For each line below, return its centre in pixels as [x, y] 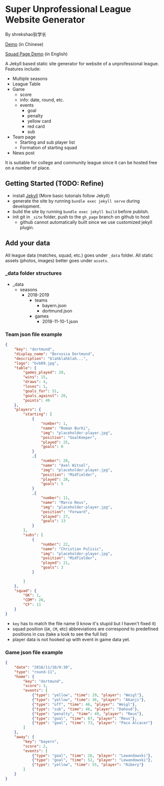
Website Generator [45, 20]
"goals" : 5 [52, 484]
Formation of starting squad [48, 147]
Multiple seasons [30, 78]
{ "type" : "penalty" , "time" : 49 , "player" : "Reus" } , [88, 714]
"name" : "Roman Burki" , [66, 428]
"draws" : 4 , [36, 382]
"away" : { [24, 737]
